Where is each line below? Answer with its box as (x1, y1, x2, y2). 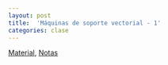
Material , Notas (8, 48, 58, 58)
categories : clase (8, 26, 69, 34)
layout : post (8, 11, 52, 20)
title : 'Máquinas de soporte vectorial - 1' (8, 19, 161, 27)
